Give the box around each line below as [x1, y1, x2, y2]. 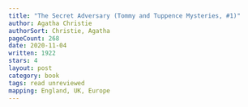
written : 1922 [8, 49, 57, 57]
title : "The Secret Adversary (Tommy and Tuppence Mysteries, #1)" [8, 11, 242, 20]
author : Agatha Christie [8, 19, 92, 27]
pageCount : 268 [8, 34, 60, 43]
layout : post [8, 64, 53, 72]
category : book [8, 72, 60, 80]
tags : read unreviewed [8, 79, 85, 87]
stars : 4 [8, 57, 38, 65]
